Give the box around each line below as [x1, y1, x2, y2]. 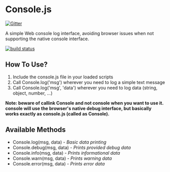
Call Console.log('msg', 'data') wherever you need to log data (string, [12, 84, 158, 91]
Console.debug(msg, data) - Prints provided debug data [12, 144, 131, 151]
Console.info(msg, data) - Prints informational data [12, 150, 121, 156]
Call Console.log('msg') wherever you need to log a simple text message [12, 79, 165, 85]
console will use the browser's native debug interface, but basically [5, 105, 152, 111]
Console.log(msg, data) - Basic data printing [12, 139, 107, 145]
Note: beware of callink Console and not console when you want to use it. [5, 100, 164, 106]
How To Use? [5, 60, 48, 69]
